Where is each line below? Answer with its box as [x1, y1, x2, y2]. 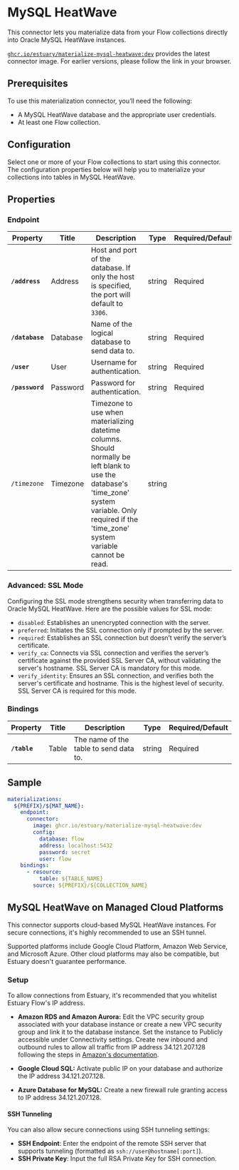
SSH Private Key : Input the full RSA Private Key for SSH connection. [17, 1154, 217, 1163]
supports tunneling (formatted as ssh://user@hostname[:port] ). [17, 1146, 203, 1156]
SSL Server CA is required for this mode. [17, 686, 137, 695]
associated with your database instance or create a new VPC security [17, 1020, 223, 1029]
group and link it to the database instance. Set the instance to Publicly [17, 1028, 223, 1037]
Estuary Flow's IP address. [7, 999, 85, 1007]
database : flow [38, 835, 84, 843]
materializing [90, 417, 134, 427]
